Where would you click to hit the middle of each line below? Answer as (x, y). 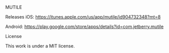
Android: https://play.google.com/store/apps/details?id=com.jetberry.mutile (84, 26)
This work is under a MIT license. (40, 46)
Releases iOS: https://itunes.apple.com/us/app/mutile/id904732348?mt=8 (83, 17)
